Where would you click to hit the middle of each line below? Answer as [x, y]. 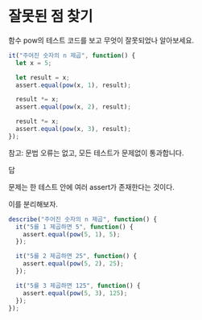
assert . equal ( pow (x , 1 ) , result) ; [73, 85]
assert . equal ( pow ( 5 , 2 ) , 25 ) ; [74, 264]
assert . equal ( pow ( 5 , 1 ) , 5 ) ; [72, 234]
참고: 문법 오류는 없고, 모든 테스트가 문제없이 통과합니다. [96, 153]
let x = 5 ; [34, 63]
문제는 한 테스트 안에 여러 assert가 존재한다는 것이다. [92, 187]
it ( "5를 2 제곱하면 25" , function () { [76, 256]
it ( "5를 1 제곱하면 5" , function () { [75, 227]
